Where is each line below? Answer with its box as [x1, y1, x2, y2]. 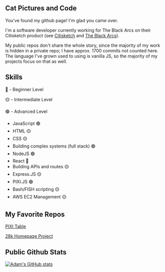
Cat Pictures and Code [5, 4, 77, 13]
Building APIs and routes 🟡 [12, 163, 69, 169]
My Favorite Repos [5, 210, 65, 219]
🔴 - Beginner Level [5, 86, 44, 92]
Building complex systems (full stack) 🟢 [12, 143, 96, 149]
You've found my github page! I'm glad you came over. [5, 17, 118, 23]
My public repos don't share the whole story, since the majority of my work [5, 42, 160, 48]
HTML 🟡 [12, 128, 31, 134]
